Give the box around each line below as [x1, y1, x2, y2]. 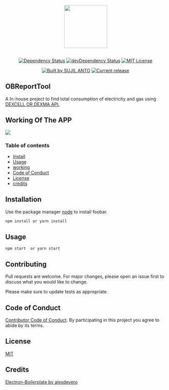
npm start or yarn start [5, 246, 60, 252]
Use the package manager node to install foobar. [5, 209, 108, 215]
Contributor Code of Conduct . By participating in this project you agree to [5, 317, 160, 323]
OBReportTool [5, 82, 51, 91]
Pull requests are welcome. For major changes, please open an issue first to [5, 273, 164, 280]
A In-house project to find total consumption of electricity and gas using [5, 96, 157, 102]
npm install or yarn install [5, 218, 67, 224]
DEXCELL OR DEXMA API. [5, 101, 60, 107]
